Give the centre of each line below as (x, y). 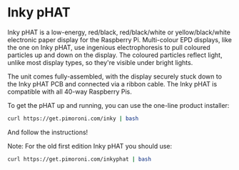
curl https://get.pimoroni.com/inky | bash (73, 119)
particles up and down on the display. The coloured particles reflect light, (115, 55)
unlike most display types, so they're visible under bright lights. (100, 62)
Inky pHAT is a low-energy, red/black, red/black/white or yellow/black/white (119, 32)
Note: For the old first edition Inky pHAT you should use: (90, 146)
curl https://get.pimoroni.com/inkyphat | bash (80, 159)
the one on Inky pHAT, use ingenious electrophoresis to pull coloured (109, 47)
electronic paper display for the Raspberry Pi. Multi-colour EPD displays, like (120, 39)
